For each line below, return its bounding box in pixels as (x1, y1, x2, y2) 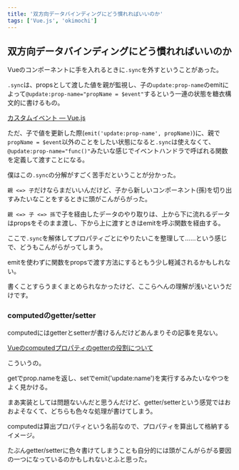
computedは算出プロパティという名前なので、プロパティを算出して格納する (7, 422, 230, 430)
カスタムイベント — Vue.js (7, 113, 86, 122)
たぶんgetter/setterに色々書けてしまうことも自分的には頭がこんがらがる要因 (7, 446, 232, 454)
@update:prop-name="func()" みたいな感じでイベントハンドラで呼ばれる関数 (7, 147, 228, 155)
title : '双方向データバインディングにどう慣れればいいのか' (7, 10, 164, 18)
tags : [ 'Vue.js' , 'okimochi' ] (7, 17, 98, 24)
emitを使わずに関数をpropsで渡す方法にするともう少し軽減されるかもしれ (7, 258, 225, 267)
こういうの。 (7, 358, 45, 367)
